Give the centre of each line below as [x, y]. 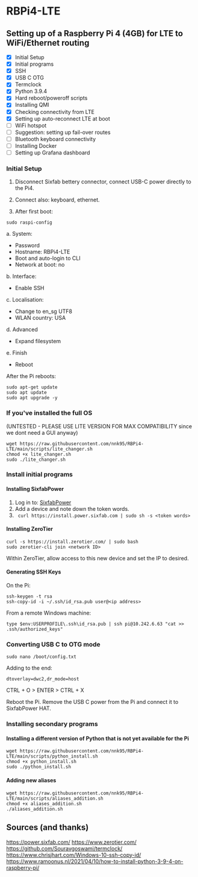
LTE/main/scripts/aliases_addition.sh [55, 798]
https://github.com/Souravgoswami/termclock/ [64, 848]
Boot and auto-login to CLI [48, 258]
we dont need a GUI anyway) [42, 432]
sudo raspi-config [29, 223]
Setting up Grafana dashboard [52, 153]
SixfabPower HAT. [29, 708]
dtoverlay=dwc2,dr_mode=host [43, 679]
